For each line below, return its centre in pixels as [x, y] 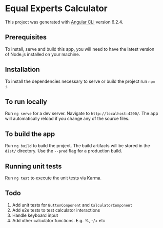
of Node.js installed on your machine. [43, 54]
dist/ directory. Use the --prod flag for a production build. [63, 151]
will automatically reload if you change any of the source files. [67, 119]
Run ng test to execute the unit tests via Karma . [53, 178]
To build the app [30, 134]
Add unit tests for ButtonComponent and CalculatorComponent [72, 205]
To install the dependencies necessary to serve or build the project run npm [80, 81]
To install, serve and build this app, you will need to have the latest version [80, 49]
